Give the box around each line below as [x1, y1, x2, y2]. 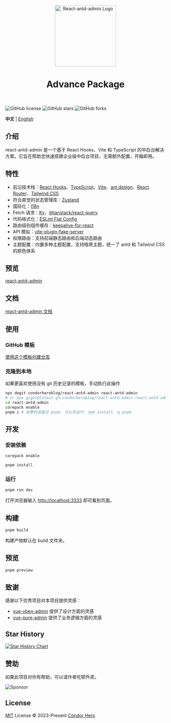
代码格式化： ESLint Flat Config [12, 216, 77, 222]
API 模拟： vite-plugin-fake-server [12, 228, 84, 235]
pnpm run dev [5, 487, 33, 493]
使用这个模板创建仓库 [5, 354, 50, 360]
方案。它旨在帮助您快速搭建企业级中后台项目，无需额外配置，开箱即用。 [5, 153, 157, 159]
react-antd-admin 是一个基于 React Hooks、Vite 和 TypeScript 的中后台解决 [5, 146, 164, 152]
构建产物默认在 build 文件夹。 [5, 537, 68, 544]
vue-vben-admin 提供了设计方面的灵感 [12, 608, 94, 614]
